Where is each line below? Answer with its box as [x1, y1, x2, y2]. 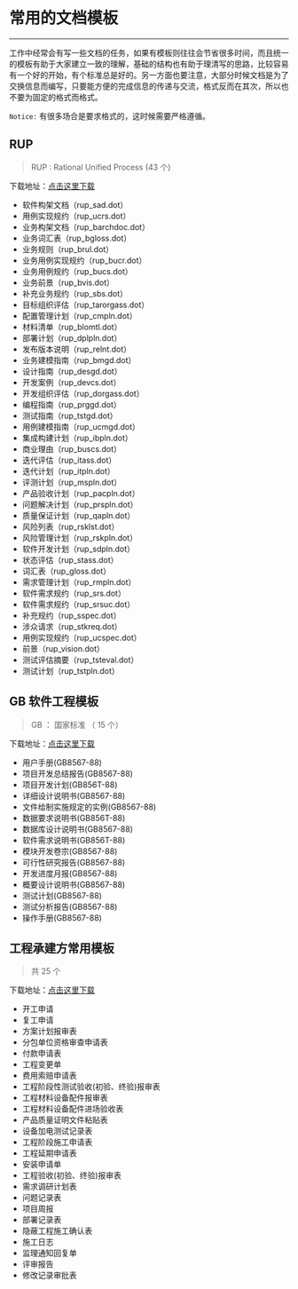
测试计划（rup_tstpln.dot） [21, 665, 120, 676]
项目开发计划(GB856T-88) [21, 779, 118, 790]
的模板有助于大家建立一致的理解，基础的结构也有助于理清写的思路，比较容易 [9, 59, 289, 69]
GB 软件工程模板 [9, 694, 99, 709]
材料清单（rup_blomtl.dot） [21, 321, 122, 332]
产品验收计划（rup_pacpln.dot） [21, 487, 140, 498]
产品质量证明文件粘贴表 [21, 1115, 108, 1126]
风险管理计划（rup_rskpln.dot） [21, 532, 137, 542]
